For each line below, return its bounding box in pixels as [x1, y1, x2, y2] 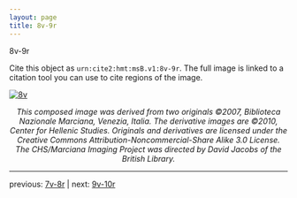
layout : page [9, 12, 57, 22]
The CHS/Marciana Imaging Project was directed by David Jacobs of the [15, 143, 282, 155]
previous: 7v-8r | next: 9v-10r [9, 179, 116, 189]
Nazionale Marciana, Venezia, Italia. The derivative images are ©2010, [19, 116, 278, 126]
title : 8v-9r [9, 21, 57, 30]
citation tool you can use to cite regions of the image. [9, 72, 203, 82]
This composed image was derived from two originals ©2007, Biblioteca [16, 106, 281, 117]
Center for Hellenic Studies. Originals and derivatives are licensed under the [9, 125, 288, 135]
